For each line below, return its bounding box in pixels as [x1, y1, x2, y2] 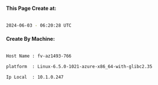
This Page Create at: [6, 5, 57, 12]
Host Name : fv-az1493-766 [6, 53, 72, 59]
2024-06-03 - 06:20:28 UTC [6, 23, 72, 29]
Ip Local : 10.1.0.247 [6, 75, 64, 80]
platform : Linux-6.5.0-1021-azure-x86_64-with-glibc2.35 [6, 64, 153, 70]
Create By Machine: [6, 35, 55, 42]
